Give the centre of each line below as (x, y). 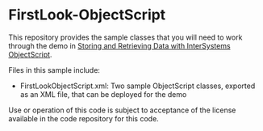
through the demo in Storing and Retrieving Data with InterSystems (120, 45)
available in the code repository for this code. (83, 118)
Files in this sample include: (54, 70)
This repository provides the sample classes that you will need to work (125, 37)
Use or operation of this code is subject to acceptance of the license (122, 110)
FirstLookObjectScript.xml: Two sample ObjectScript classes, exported (138, 86)
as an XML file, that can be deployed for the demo (103, 94)
